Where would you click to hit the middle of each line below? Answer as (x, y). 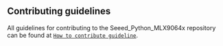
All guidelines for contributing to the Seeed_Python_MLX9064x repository (111, 27)
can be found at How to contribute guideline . (73, 35)
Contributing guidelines (59, 11)
